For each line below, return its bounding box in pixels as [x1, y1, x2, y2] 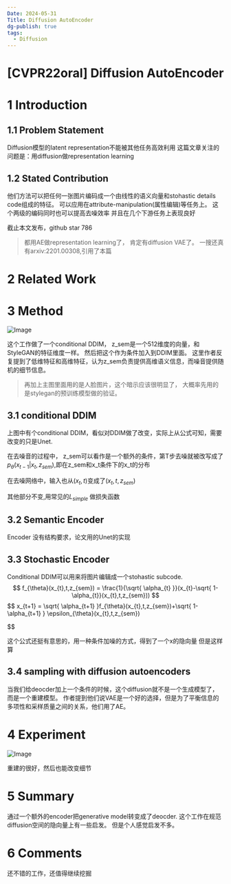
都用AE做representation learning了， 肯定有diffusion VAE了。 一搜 [23, 239, 212, 247]
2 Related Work [7, 272, 96, 287]
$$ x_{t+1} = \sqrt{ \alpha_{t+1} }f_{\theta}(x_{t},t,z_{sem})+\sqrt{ [7, 602, 192, 610]
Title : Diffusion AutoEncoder [7, 17, 94, 23]
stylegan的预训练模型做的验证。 [30, 389, 122, 397]
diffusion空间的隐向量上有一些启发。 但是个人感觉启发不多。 [7, 821, 179, 829]
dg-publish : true [7, 23, 57, 30]
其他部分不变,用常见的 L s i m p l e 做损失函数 [7, 492, 120, 502]
